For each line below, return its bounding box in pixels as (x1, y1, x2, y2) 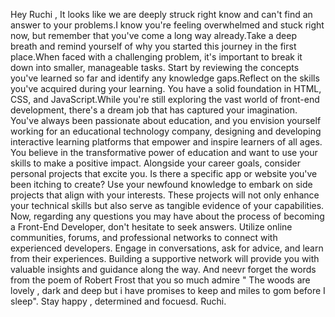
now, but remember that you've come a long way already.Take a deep (10, 30, 297, 41)
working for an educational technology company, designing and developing (10, 125, 322, 137)
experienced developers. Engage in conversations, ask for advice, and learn (10, 242, 324, 254)
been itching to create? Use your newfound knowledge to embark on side (10, 179, 313, 190)
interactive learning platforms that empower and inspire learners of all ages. (10, 136, 323, 148)
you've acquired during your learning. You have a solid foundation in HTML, (10, 83, 322, 94)
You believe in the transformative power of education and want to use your (10, 147, 318, 158)
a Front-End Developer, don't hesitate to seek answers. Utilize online (10, 221, 293, 233)
